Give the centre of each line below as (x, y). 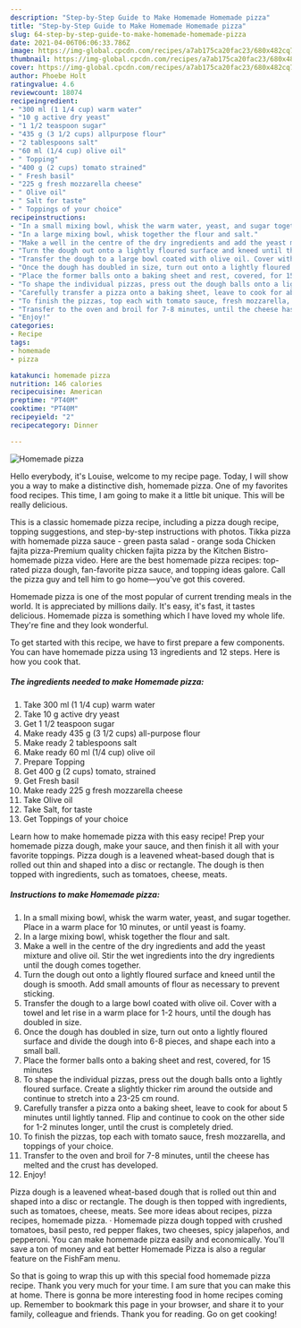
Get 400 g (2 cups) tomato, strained (89, 771)
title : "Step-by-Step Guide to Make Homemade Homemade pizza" (128, 26)
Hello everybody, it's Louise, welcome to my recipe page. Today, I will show (149, 476)
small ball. (42, 1050)
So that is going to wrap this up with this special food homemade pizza (140, 1276)
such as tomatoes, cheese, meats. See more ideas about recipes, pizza (141, 1211)
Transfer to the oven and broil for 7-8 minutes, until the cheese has (146, 1155)
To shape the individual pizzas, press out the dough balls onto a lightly (152, 1079)
